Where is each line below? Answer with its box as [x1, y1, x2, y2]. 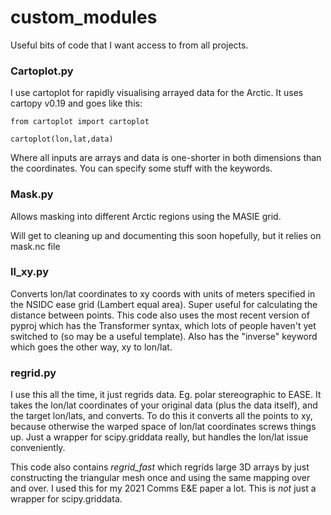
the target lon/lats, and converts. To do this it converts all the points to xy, [10, 410, 313, 422]
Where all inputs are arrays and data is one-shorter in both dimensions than [10, 152, 322, 164]
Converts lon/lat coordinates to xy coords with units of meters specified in [10, 287, 316, 300]
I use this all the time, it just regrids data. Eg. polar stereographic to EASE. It [10, 389, 322, 401]
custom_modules [10, 6, 158, 29]
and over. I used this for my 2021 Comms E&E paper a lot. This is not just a [10, 482, 317, 495]
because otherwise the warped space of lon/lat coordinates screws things [10, 421, 317, 433]
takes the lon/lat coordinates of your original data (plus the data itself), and [10, 399, 318, 411]
